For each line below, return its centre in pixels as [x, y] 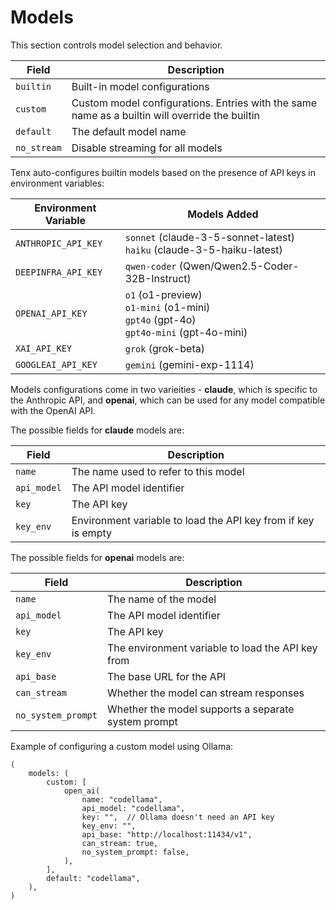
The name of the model [161, 599]
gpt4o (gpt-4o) [160, 319]
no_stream [38, 147]
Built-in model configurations [140, 86]
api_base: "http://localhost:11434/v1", [167, 834]
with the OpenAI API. [53, 410]
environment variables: [57, 183]
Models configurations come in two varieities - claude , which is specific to [164, 389]
